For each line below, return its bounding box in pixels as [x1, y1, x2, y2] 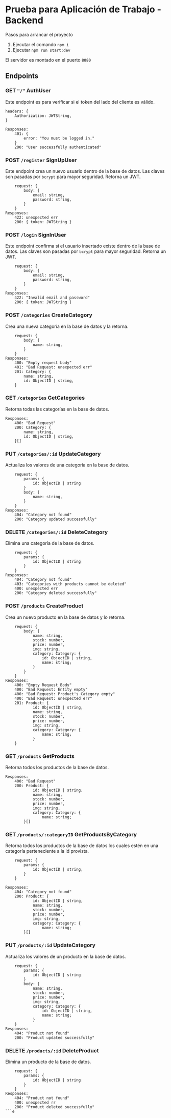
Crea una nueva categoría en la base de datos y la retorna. [5, 323, 129, 329]
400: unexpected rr [14, 1100, 56, 1105]
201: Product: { [14, 700, 50, 705]
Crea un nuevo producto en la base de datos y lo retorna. [5, 614, 126, 620]
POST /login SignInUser [5, 231, 66, 238]
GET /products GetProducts [5, 753, 75, 760]
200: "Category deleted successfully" [14, 591, 97, 596]
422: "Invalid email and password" [14, 295, 90, 301]
